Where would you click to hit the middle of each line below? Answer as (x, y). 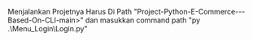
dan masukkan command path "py (143, 20)
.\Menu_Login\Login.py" (48, 29)
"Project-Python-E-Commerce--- (189, 12)
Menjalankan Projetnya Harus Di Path (70, 12)
